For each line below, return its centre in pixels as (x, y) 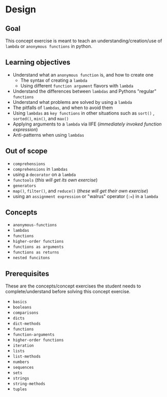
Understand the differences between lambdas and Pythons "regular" (85, 91)
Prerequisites (27, 274)
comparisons (25, 313)
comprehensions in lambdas (40, 169)
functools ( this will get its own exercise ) (55, 180)
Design (21, 10)
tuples (20, 389)
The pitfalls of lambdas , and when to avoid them (63, 107)
